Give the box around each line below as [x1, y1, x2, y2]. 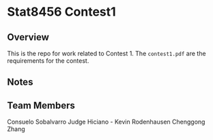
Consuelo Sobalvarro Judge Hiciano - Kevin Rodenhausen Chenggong [7, 117, 205, 126]
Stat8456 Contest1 [7, 4, 116, 20]
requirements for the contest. [7, 57, 89, 65]
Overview [7, 31, 50, 43]
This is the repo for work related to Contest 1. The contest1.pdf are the [7, 49, 206, 57]
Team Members [7, 100, 75, 111]
